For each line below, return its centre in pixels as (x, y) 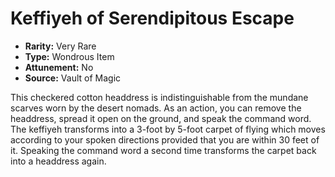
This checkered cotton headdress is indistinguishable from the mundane (159, 97)
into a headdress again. (58, 161)
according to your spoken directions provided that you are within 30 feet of (165, 139)
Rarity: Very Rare (60, 46)
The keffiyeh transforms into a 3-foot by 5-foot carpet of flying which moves (168, 129)
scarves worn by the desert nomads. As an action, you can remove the (156, 108)
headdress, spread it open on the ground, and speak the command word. (161, 118)
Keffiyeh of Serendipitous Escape (152, 18)
